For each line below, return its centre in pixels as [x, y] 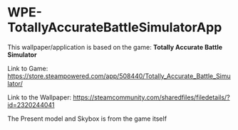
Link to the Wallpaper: [40, 97]
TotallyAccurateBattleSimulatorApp [115, 27]
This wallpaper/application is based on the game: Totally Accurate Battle [115, 47]
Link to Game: [28, 68]
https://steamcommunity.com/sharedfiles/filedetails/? [151, 97]
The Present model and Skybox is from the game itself [87, 119]
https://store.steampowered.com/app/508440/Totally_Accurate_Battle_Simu [119, 76]
